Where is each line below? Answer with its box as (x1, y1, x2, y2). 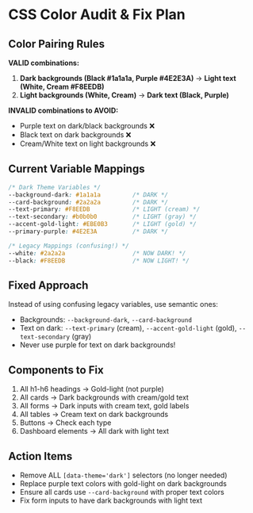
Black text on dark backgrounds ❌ (19, 130, 132, 140)
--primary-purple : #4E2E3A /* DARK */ (8, 228, 169, 235)
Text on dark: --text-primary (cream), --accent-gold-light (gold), (19, 323, 237, 333)
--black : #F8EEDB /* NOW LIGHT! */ (8, 256, 190, 265)
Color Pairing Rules (8, 37, 105, 51)
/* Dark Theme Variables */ (8, 183, 102, 191)
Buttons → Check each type (19, 418, 112, 427)
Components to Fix (8, 363, 105, 377)
